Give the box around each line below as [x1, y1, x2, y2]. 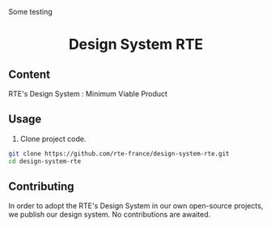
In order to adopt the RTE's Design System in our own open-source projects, [8, 201, 264, 211]
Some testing [8, 7, 53, 16]
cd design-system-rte [8, 157, 82, 165]
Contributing [8, 179, 74, 193]
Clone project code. [19, 134, 87, 143]
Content [8, 67, 51, 81]
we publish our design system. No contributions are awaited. [8, 210, 211, 220]
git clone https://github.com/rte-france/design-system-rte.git [8, 149, 230, 157]
